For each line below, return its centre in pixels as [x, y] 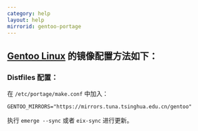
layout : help [26, 20]
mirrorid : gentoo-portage [44, 26]
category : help [29, 13]
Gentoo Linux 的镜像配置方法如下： [82, 56]
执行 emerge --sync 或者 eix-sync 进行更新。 [70, 121]
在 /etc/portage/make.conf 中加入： [58, 94]
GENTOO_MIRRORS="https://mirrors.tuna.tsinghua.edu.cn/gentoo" [100, 107]
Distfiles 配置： [33, 77]
